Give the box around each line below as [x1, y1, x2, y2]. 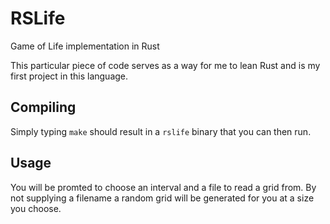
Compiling [10, 99, 77, 116]
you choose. [10, 202, 62, 214]
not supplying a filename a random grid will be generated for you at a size [10, 192, 315, 204]
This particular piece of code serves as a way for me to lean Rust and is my [10, 59, 321, 71]
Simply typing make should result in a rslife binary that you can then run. [10, 125, 312, 137]
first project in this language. [10, 70, 129, 82]
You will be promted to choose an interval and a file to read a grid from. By [10, 181, 317, 193]
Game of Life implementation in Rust [10, 40, 160, 52]
